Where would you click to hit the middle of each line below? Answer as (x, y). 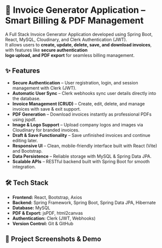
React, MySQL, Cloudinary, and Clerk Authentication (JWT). (66, 40)
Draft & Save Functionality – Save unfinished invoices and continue (81, 135)
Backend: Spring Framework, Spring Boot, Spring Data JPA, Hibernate (84, 203)
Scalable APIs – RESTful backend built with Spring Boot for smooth (81, 161)
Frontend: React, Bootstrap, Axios (47, 197)
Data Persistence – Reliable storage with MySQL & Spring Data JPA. (82, 156)
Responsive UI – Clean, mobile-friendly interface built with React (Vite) (85, 146)
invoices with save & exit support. (47, 109)
